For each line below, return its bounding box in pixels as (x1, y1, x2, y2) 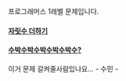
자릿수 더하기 (8, 26, 49, 35)
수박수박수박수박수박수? (8, 45, 82, 55)
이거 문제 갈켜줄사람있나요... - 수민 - (8, 64, 119, 73)
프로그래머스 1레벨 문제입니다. (8, 7, 99, 16)
